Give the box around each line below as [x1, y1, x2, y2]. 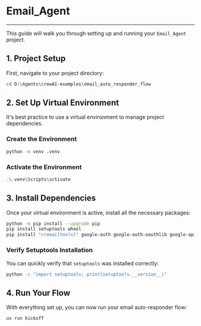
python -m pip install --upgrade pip [6, 220, 100, 226]
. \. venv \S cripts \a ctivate [6, 176, 71, 183]
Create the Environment [6, 135, 77, 143]
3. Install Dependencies [6, 193, 96, 204]
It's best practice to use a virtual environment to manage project [6, 113, 165, 121]
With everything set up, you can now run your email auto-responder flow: [6, 304, 187, 311]
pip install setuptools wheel [6, 226, 82, 232]
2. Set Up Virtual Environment [6, 98, 120, 108]
